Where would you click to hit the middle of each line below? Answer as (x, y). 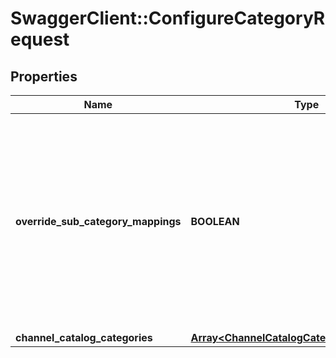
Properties (44, 76)
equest (40, 39)
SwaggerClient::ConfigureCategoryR (168, 18)
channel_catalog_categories (84, 337)
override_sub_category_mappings (98, 221)
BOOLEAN (215, 221)
